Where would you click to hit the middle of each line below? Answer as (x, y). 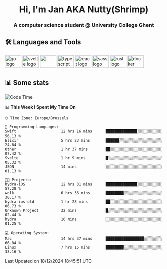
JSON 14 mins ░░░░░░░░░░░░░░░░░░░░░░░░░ (84, 167)
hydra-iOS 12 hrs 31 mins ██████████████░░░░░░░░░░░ (84, 184)
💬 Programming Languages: (32, 127)
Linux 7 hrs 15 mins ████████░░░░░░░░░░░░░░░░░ (84, 248)
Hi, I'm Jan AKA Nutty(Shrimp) (84, 9)
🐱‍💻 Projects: (19, 180)
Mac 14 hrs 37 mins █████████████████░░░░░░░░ (84, 239)
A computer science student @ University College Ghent (84, 25)
